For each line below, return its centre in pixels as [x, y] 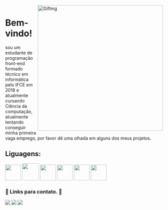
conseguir [15, 127]
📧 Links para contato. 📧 [34, 191]
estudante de [19, 53]
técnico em [17, 74]
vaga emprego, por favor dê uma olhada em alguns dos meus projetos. [78, 138]
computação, [19, 111]
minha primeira [21, 133]
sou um [13, 47]
